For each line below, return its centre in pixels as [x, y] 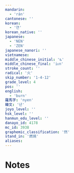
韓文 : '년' [15, 105]
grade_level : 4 [20, 82]
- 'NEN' [17, 41]
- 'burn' [18, 96]
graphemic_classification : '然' [37, 132]
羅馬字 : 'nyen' [19, 100]
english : [14, 91]
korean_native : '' [24, 32]
